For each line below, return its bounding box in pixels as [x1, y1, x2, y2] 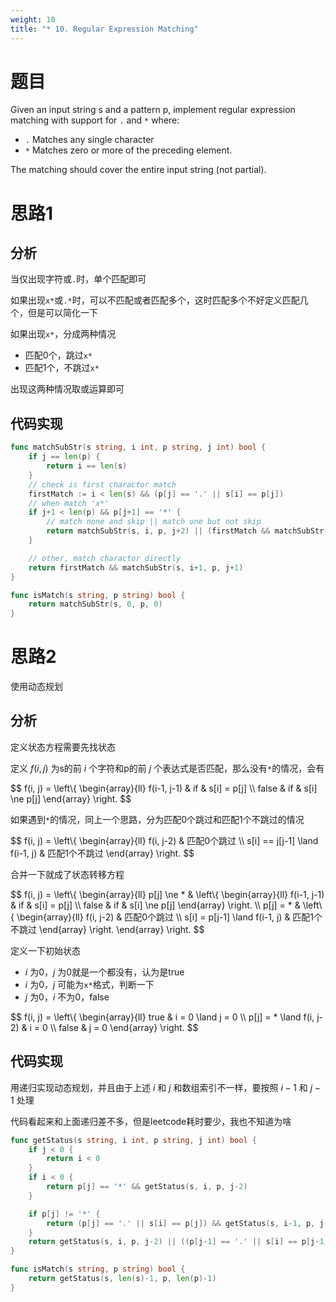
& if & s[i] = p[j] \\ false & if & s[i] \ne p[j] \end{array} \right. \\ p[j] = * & [10, 899, 301, 911]
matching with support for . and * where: [10, 114, 180, 126]
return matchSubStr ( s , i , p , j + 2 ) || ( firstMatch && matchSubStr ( [46, 526, 329, 536]
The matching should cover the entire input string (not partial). [10, 164, 267, 176]
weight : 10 [10, 14, 56, 25]
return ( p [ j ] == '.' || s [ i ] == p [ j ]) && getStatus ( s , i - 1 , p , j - [46, 1218, 329, 1228]
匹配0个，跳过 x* [24, 349, 93, 361]
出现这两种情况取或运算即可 [10, 383, 125, 395]
